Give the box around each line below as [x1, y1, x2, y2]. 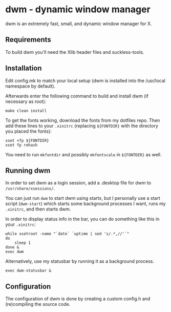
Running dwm [5, 166, 51, 175]
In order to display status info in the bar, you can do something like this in [5, 216, 160, 222]
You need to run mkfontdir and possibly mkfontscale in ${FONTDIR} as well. [5, 151, 162, 157]
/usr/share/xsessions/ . [5, 185, 55, 192]
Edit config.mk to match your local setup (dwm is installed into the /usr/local [5, 77, 165, 84]
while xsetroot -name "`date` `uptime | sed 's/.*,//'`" [5, 232, 130, 237]
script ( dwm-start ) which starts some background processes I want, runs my [5, 201, 166, 207]
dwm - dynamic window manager [5, 4, 151, 15]
